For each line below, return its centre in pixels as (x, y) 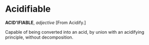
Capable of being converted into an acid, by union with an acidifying (75, 32)
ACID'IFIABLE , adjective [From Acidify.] (46, 22)
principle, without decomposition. (39, 37)
